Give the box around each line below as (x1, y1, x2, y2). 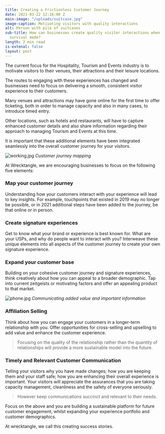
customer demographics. (5, 414, 56, 420)
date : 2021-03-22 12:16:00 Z (5, 12, 65, 17)
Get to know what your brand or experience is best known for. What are (5, 231, 151, 237)
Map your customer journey (5, 180, 74, 186)
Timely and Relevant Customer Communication (5, 357, 121, 364)
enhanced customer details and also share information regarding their (5, 123, 147, 129)
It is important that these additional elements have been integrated (5, 137, 140, 144)
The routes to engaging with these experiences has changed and (5, 77, 138, 83)
